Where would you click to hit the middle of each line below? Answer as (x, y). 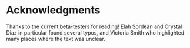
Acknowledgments (54, 10)
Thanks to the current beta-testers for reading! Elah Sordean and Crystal (94, 26)
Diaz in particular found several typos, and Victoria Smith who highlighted (95, 32)
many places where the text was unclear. (56, 39)
